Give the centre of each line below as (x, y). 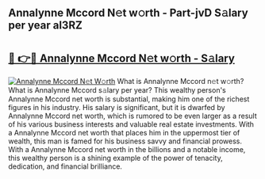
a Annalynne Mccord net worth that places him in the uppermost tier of (124, 133)
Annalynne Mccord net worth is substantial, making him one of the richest (129, 99)
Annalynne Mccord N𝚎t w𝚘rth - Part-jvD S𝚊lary (128, 13)
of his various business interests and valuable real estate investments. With (131, 124)
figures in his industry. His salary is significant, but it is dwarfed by (117, 107)
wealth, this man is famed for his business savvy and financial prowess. (125, 141)
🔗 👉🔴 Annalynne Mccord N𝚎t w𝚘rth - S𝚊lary (122, 58)
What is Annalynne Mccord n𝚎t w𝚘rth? (181, 81)
